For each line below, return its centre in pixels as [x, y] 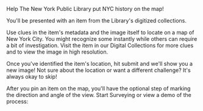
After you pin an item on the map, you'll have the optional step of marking [98, 88]
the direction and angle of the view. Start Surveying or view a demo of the [99, 95]
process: [17, 101]
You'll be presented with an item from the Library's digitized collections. [97, 20]
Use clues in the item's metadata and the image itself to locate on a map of [100, 32]
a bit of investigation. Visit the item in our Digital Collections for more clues [100, 45]
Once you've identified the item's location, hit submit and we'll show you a [100, 64]
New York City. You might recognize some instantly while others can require [102, 39]
